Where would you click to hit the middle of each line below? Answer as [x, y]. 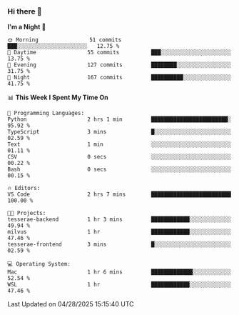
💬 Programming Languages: [46, 114]
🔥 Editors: [24, 189]
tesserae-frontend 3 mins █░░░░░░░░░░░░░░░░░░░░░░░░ [119, 245]
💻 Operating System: [39, 264]
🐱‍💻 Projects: [27, 214]
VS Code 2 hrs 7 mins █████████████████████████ [119, 195]
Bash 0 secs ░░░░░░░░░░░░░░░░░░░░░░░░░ [119, 170]
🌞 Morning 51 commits [65, 40]
